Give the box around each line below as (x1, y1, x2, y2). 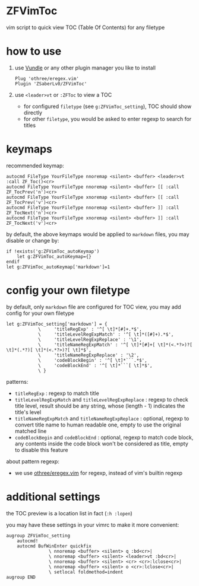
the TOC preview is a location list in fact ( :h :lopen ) (6, 509, 132, 517)
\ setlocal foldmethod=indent (48, 569, 124, 575)
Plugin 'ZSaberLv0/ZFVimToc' (14, 81, 87, 87)
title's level (14, 408, 42, 416)
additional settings (6, 490, 101, 504)
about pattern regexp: (6, 458, 59, 465)
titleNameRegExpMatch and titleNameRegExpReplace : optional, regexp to (14, 415, 189, 422)
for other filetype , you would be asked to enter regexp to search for (23, 115, 192, 122)
